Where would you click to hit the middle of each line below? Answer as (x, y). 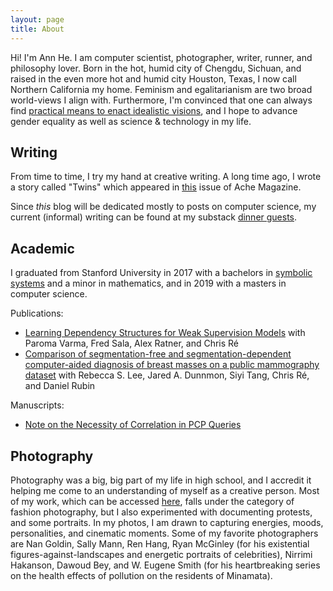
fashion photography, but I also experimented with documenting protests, (161, 512)
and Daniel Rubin (60, 386)
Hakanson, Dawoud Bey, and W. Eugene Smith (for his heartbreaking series (165, 565)
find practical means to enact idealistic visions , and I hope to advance (154, 110)
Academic (42, 248)
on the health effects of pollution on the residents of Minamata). (141, 575)
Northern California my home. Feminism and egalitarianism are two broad (161, 89)
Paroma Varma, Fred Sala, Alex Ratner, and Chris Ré (132, 343)
